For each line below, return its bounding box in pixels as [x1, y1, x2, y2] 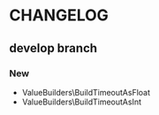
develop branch [9, 41, 98, 56]
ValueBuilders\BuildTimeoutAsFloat [21, 87, 151, 97]
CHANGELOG [9, 5, 109, 26]
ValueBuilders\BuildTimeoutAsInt [21, 96, 142, 107]
